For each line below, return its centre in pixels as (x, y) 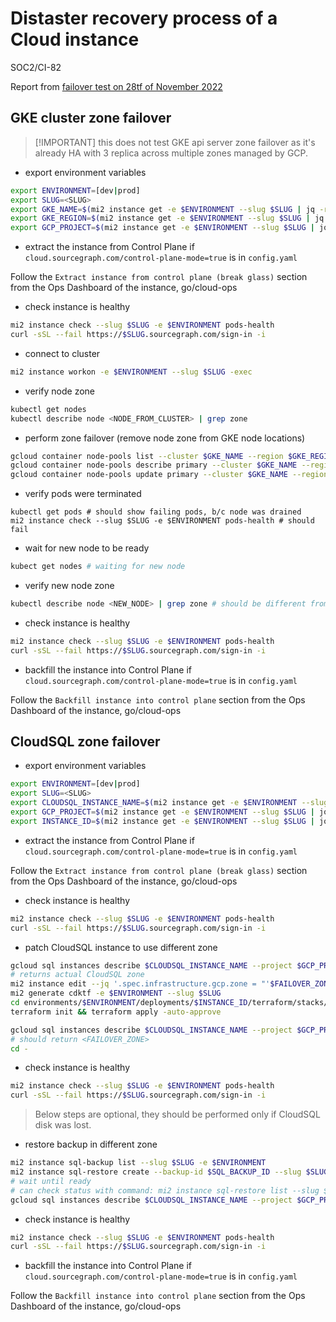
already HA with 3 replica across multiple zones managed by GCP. (171, 153)
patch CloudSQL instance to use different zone (121, 947)
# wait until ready (51, 1181)
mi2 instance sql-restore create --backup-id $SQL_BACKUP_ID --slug (156, 1172)
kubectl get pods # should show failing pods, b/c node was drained (156, 512)
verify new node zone (69, 585)
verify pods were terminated (83, 494)
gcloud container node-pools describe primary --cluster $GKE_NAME (154, 465)
